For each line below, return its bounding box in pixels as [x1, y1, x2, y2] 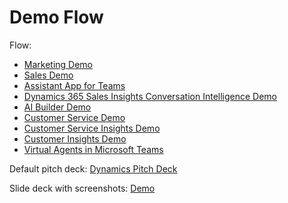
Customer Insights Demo [23, 132, 127, 145]
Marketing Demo [23, 58, 94, 70]
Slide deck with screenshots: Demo [9, 182, 156, 194]
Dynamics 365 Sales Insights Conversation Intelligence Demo [23, 90, 278, 102]
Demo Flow [9, 6, 104, 29]
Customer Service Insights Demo [23, 122, 161, 134]
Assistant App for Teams [23, 79, 126, 91]
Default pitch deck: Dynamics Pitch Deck [9, 162, 178, 175]
